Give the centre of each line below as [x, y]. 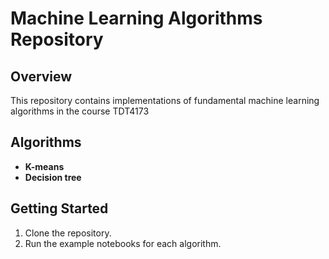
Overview [41, 76]
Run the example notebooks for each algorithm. [123, 243]
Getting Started [59, 208]
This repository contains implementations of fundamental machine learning [165, 100]
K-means [44, 166]
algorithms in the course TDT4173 [80, 111]
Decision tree [53, 177]
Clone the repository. [68, 233]
